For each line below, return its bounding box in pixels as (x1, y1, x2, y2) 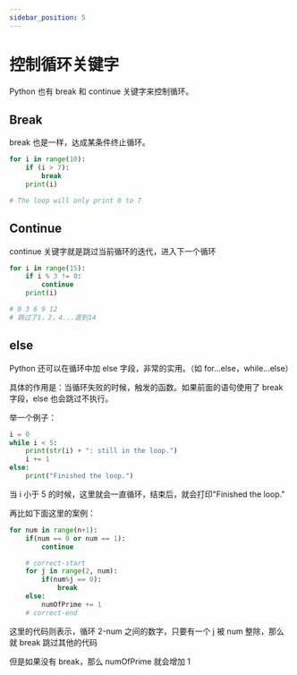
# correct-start (25, 559, 87, 568)
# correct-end (25, 608, 78, 618)
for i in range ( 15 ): (9, 263, 87, 273)
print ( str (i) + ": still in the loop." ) (25, 447, 178, 456)
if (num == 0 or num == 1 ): (25, 534, 126, 543)
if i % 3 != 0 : (25, 272, 82, 281)
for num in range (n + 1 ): (9, 525, 98, 534)
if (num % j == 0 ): (41, 575, 102, 585)
